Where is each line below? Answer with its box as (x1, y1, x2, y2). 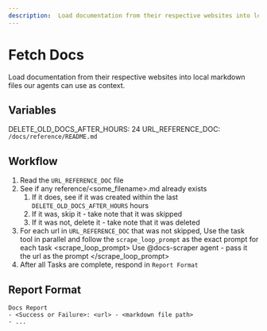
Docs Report (8, 304, 48, 312)
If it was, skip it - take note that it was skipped (31, 210, 183, 219)
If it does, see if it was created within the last (31, 192, 179, 202)
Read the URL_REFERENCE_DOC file (19, 175, 124, 185)
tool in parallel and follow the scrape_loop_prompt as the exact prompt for (19, 235, 259, 244)
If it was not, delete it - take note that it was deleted (31, 217, 200, 227)
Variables (8, 103, 57, 117)
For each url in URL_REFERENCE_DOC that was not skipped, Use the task (19, 226, 245, 236)
